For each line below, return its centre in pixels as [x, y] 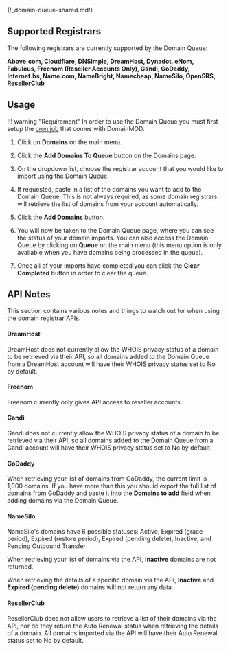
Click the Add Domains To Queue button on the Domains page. [106, 155]
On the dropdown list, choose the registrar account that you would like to [120, 168]
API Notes [29, 295]
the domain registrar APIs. [44, 318]
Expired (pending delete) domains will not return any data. [90, 587]
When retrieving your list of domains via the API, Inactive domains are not [112, 560]
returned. [20, 567]
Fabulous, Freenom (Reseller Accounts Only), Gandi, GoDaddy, [99, 69]
